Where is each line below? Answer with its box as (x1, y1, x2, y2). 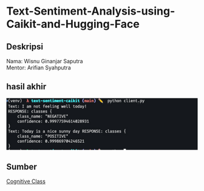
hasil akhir (6, 82, 47, 92)
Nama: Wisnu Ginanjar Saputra (6, 58, 83, 64)
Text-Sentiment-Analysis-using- (6, 4, 175, 18)
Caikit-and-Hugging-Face (6, 17, 140, 31)
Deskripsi (6, 41, 44, 52)
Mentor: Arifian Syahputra (6, 64, 71, 71)
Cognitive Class (6, 178, 46, 185)
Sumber (6, 161, 38, 172)
